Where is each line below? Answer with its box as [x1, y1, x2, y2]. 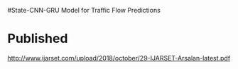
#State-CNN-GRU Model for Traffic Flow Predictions [7, 6, 161, 14]
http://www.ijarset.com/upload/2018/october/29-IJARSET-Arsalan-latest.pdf [7, 54, 231, 62]
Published [7, 31, 68, 46]
